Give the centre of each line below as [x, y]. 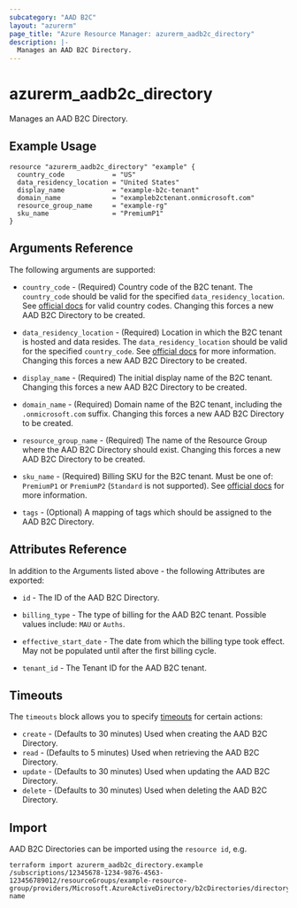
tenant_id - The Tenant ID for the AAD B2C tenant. [114, 667]
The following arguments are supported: [83, 269]
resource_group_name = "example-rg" [92, 206]
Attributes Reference [68, 550]
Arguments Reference [72, 248]
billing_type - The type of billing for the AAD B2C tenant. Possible [144, 614]
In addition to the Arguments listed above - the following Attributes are [137, 570]
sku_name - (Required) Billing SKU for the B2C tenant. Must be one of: [148, 476]
